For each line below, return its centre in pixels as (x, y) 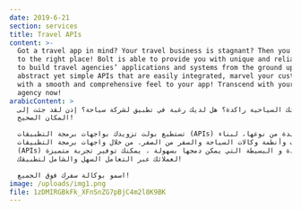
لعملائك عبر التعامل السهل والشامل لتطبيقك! (99, 159)
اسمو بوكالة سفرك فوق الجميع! (73, 175)
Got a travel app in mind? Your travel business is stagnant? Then (146, 51)
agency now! (40, 92)
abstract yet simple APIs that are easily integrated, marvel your (146, 76)
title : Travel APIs (46, 34)
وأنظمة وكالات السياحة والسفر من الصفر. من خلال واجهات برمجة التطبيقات (152, 143)
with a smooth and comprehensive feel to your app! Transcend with (146, 84)
